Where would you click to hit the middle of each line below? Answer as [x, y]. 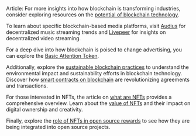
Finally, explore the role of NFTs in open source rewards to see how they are [98, 121]
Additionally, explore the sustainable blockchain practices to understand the [97, 67]
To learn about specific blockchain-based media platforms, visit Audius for [96, 26]
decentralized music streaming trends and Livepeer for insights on [86, 32]
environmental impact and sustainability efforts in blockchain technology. [94, 73]
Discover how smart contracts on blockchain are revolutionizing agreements [98, 79]
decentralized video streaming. [43, 38]
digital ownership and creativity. [44, 109]
